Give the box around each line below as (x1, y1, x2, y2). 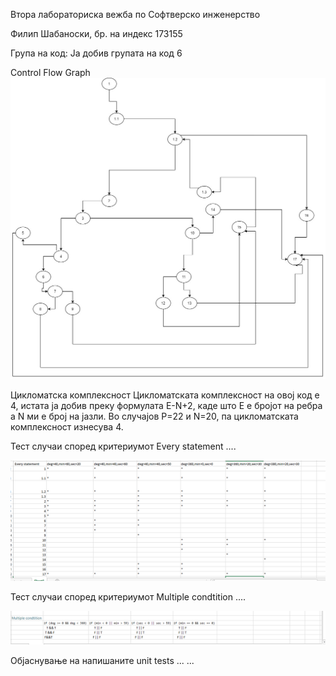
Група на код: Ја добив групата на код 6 (10, 47, 183, 59)
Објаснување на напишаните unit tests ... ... (10, 654, 195, 666)
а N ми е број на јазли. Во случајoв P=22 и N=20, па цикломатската (10, 410, 299, 422)
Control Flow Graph (10, 67, 91, 78)
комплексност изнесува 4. (10, 420, 124, 433)
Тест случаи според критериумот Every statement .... (10, 440, 237, 452)
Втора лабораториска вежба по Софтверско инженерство (10, 9, 261, 20)
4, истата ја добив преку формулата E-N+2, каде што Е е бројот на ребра (10, 399, 323, 411)
